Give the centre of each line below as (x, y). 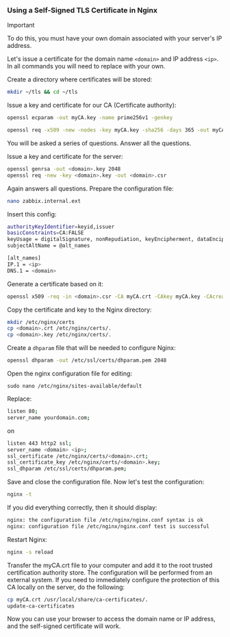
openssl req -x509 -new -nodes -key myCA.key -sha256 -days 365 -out (108, 130)
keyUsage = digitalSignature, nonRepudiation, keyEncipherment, (101, 239)
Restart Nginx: (27, 539)
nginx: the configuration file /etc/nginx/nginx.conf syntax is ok (105, 520)
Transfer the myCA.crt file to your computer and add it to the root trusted (110, 565)
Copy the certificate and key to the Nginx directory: (79, 310)
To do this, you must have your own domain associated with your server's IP (115, 38)
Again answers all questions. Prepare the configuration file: (90, 188)
